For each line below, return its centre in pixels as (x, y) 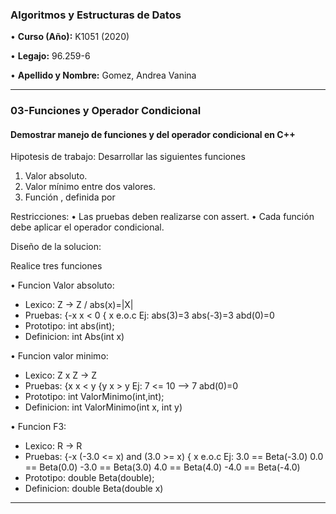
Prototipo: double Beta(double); (89, 478)
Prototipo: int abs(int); (69, 326)
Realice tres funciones (56, 266)
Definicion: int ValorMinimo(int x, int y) (103, 407)
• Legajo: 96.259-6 (50, 56)
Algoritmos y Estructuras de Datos (96, 15)
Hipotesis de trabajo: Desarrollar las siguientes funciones (128, 157)
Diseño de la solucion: (56, 247)
